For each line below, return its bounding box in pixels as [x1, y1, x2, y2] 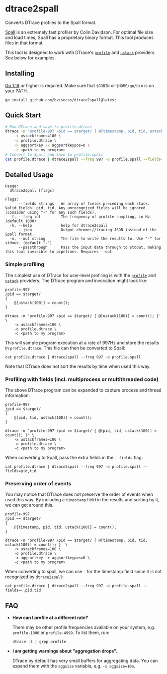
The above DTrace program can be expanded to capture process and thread [5, 387, 162, 393]
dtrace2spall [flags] [9, 188, 55, 193]
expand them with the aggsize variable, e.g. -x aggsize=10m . [12, 663, 135, 669]
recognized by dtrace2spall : [5, 574, 64, 580]
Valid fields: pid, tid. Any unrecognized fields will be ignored [5, 206, 146, 211]
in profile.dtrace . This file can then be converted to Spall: [5, 345, 125, 351]
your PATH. [5, 88, 28, 94]
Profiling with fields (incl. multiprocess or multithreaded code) [5, 375, 159, 382]
